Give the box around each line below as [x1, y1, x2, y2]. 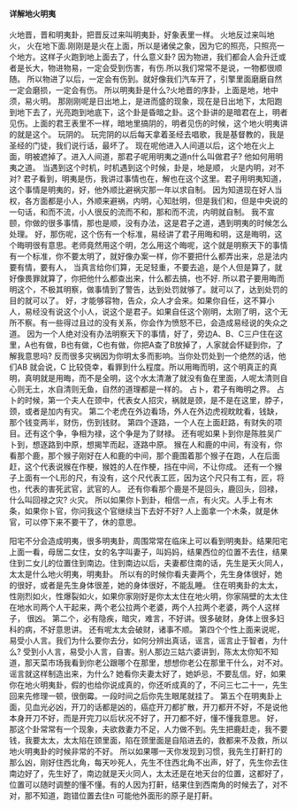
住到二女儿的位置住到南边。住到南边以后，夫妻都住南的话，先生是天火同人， [9, 558, 288, 569]
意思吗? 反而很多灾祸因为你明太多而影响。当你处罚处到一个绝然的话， [24, 351, 279, 362]
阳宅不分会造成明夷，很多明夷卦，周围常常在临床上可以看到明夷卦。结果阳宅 [9, 536, 288, 547]
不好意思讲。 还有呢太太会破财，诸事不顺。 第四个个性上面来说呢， [39, 625, 285, 635]
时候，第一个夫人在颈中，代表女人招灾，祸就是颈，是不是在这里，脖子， [24, 395, 288, 406]
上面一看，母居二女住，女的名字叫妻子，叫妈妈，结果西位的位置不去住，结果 [9, 547, 288, 557]
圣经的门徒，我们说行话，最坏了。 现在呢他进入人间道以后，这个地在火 [9, 140, 267, 151]
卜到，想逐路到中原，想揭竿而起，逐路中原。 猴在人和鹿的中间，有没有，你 [9, 440, 283, 450]
